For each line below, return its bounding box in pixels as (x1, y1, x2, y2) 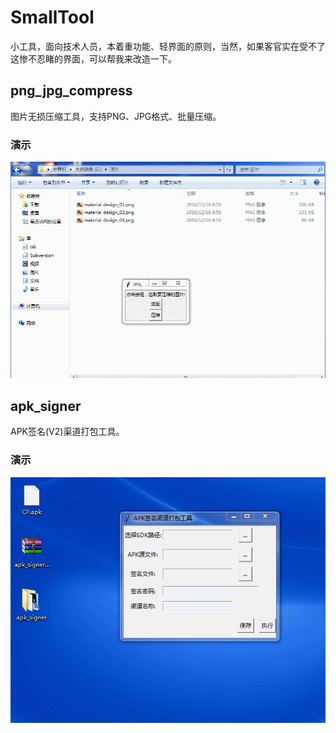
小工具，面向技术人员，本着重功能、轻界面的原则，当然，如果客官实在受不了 (10, 40, 326, 52)
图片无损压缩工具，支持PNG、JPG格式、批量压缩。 (10, 110, 222, 122)
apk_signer (10, 397, 82, 415)
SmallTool (10, 6, 95, 29)
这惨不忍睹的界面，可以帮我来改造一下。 (10, 52, 177, 65)
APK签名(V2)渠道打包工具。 (10, 426, 125, 438)
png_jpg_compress (10, 82, 133, 100)
